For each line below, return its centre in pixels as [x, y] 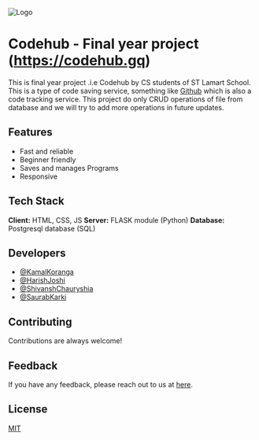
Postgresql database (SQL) [52, 228]
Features [30, 133]
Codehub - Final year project [104, 44]
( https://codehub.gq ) [80, 61]
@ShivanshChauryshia [56, 289]
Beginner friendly [48, 159]
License [28, 409]
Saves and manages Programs [69, 168]
